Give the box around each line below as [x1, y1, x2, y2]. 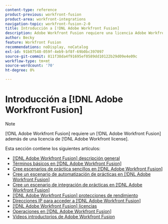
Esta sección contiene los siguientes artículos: [5, 145, 101, 151]
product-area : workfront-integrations [5, 16, 86, 21]
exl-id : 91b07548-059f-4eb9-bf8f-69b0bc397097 [5, 49, 104, 54]
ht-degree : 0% [5, 68, 35, 73]
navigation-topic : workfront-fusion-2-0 [5, 21, 91, 26]
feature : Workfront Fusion [5, 40, 61, 45]
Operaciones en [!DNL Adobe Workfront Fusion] [12, 208, 111, 214]
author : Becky [5, 35, 35, 40]
